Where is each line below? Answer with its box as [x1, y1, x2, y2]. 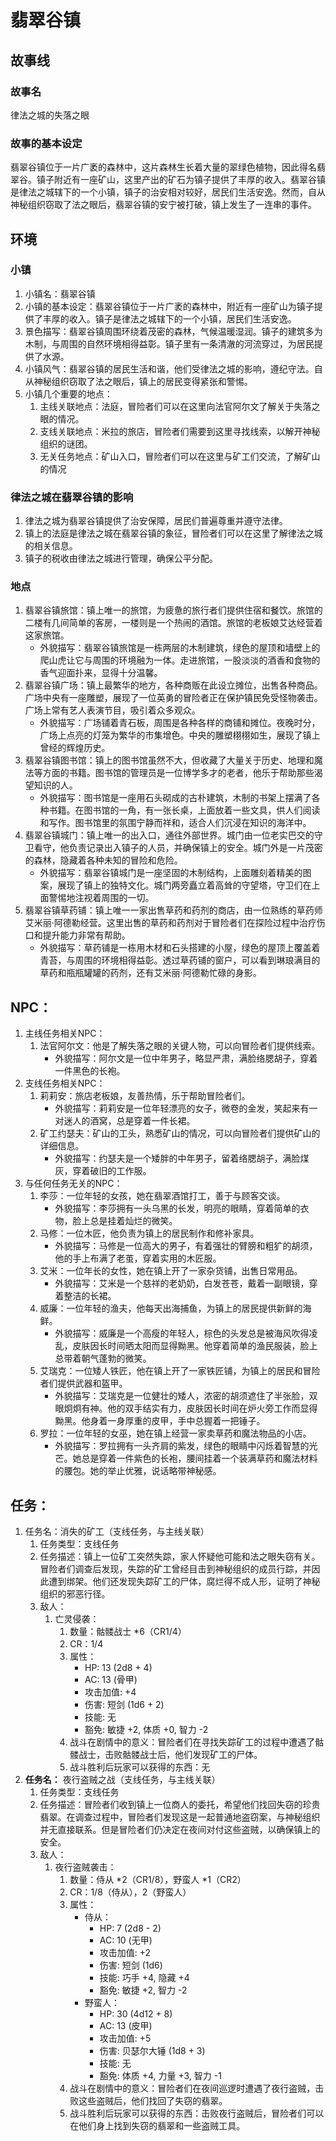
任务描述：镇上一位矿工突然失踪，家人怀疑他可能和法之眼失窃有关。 [39, 1551, 321, 1563]
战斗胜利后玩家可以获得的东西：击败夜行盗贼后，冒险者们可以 [69, 2107, 325, 2120]
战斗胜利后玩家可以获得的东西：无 [69, 1761, 211, 1773]
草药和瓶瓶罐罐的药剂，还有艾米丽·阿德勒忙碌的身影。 [39, 967, 262, 979]
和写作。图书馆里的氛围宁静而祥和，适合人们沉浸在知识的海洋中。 [39, 817, 312, 829]
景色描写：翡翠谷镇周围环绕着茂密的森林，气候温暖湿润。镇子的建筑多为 [24, 325, 323, 337]
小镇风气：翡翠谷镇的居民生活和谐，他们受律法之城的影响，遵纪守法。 [24, 362, 315, 375]
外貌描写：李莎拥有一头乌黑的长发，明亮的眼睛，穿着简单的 [54, 1202, 301, 1215]
